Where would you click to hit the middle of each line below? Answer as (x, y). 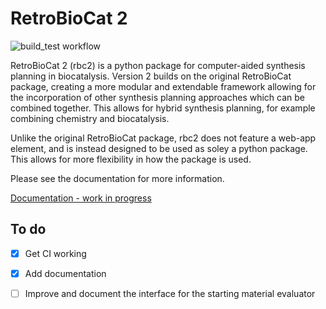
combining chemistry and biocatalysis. (90, 118)
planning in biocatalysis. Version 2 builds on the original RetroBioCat (151, 76)
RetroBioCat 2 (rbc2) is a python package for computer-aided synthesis (158, 65)
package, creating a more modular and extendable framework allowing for (163, 86)
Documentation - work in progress (81, 198)
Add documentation (65, 273)
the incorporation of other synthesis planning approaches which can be (158, 97)
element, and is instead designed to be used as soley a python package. (159, 148)
